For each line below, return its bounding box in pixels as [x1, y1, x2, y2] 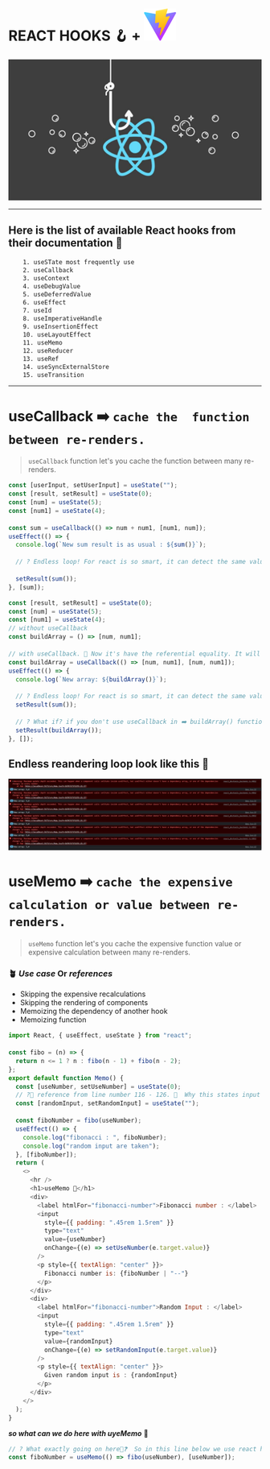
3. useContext [22, 275, 70, 283]
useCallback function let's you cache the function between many [27, 456, 243, 466]
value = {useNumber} [43, 1235, 106, 1243]
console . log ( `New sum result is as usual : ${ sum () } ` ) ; [15, 540, 207, 549]
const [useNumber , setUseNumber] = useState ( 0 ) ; [15, 1082, 182, 1090]
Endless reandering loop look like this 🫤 [8, 757, 210, 771]
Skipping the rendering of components [19, 998, 149, 1008]
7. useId [22, 307, 52, 315]
